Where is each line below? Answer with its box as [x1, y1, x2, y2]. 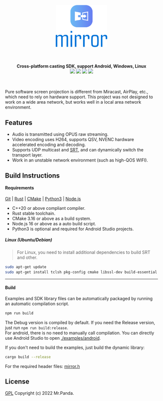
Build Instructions [5, 171, 60, 180]
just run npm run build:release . [5, 325, 68, 330]
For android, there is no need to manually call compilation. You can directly [5, 330, 154, 336]
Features [5, 118, 33, 127]
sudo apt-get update [5, 264, 47, 269]
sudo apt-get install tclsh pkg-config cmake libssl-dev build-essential [5, 270, 158, 274]
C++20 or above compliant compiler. [12, 205, 86, 211]
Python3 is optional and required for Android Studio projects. [12, 226, 134, 232]
